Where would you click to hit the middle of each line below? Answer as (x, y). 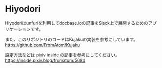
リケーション (18, 29)
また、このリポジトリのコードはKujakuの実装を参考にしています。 (71, 39)
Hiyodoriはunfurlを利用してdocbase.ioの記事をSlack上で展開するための (77, 23)
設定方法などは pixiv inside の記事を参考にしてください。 (62, 55)
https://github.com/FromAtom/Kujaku (42, 45)
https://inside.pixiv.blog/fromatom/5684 (45, 60)
